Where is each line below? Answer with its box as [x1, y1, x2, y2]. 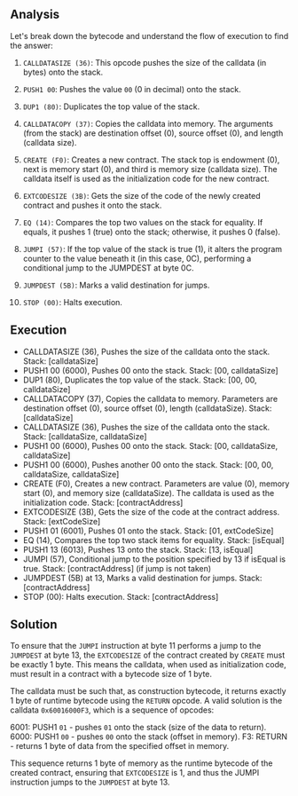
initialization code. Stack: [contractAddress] [22, 497, 184, 508]
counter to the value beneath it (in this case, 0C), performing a [22, 253, 252, 264]
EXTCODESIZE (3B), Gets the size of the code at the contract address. [22, 506, 280, 517]
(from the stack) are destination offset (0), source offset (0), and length [22, 128, 284, 138]
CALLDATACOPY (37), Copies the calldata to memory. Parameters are [22, 393, 278, 404]
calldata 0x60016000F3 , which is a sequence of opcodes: [10, 705, 215, 715]
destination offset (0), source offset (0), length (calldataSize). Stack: [22, 403, 272, 414]
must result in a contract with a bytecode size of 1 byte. [10, 669, 212, 680]
